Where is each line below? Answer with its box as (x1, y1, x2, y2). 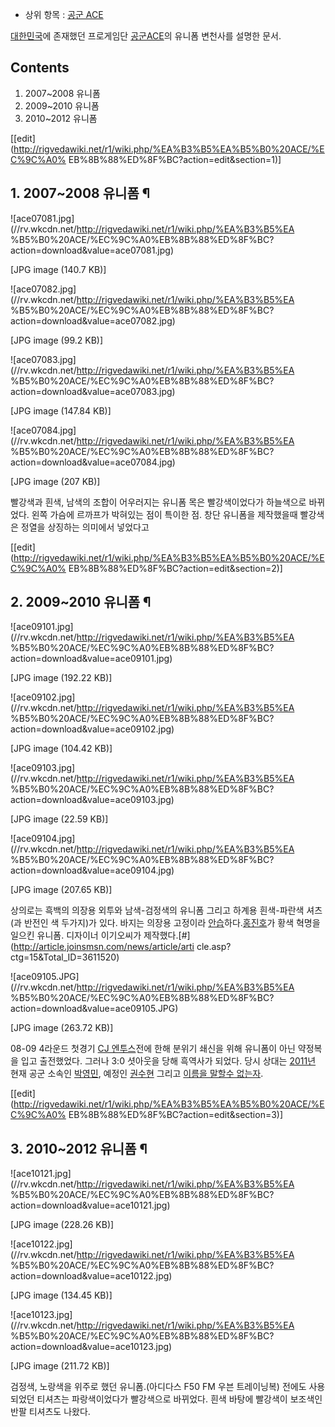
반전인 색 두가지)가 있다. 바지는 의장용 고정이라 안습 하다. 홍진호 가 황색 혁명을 (23, 917, 321, 929)
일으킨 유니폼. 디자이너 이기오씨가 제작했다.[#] (10, 929, 191, 942)
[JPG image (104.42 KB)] (10, 743, 113, 755)
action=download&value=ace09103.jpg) (10, 794, 175, 806)
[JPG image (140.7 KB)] (10, 263, 107, 275)
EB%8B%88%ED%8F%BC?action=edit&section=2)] (68, 562, 283, 574)
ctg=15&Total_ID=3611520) (10, 951, 120, 963)
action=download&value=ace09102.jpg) (10, 723, 175, 735)
